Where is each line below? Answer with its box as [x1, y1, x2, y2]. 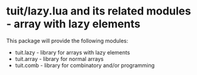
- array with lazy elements [6, 17, 141, 31]
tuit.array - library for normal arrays [15, 55, 104, 62]
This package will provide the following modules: [6, 37, 129, 44]
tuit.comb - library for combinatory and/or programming [15, 62, 155, 69]
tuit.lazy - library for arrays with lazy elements [15, 48, 130, 56]
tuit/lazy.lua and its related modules [6, 4, 192, 18]
